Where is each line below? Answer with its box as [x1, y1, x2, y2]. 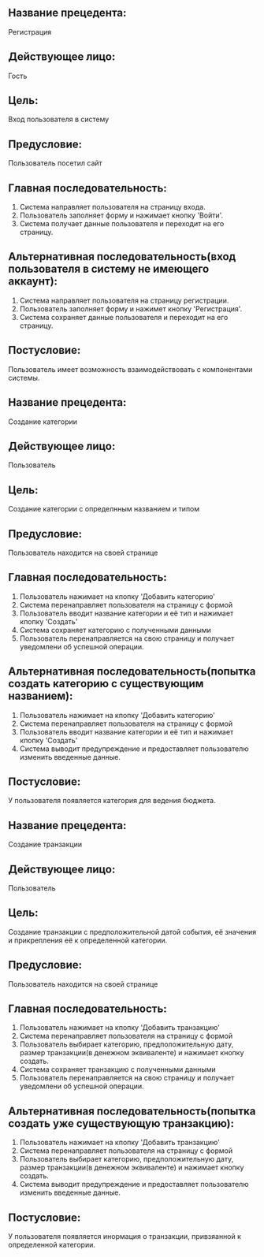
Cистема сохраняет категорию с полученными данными [19, 625, 211, 634]
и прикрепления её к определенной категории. [8, 935, 168, 945]
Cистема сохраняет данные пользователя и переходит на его [19, 312, 229, 322]
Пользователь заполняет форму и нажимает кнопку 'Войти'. [19, 210, 224, 220]
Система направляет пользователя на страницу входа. [19, 203, 206, 212]
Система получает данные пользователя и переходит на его [19, 219, 225, 229]
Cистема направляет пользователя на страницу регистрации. [19, 296, 229, 305]
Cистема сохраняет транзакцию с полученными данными [19, 1065, 217, 1074]
